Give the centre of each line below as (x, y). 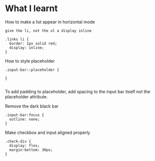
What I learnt (31, 8)
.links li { (17, 39)
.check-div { (18, 141)
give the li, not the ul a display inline (48, 31)
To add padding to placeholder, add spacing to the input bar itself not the (78, 91)
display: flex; (25, 145)
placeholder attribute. (27, 97)
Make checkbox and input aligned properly (48, 132)
